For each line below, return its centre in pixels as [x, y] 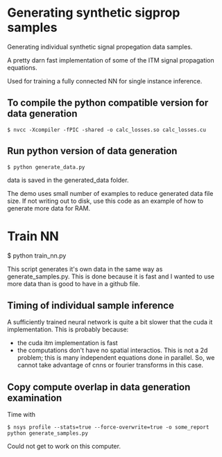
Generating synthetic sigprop [94, 13]
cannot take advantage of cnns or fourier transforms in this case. [110, 365]
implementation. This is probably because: [68, 330]
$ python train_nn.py [37, 256]
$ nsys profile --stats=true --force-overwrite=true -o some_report [108, 427]
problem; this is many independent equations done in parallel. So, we [116, 358]
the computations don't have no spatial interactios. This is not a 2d [112, 350]
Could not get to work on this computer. [64, 447]
